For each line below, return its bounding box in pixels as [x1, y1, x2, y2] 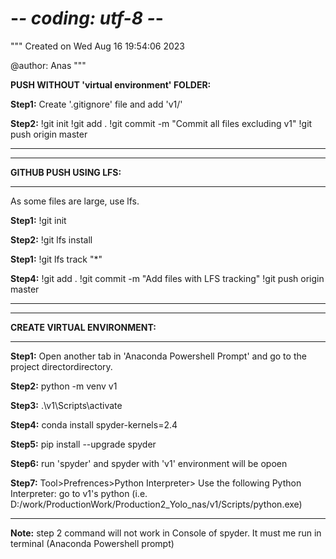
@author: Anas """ [10, 59, 87, 71]
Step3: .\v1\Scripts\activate [10, 399, 123, 411]
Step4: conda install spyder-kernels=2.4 [10, 418, 178, 431]
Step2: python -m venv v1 [10, 380, 118, 392]
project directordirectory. [10, 360, 113, 372]
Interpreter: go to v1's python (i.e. [10, 487, 148, 499]
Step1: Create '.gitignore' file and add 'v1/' [10, 98, 183, 110]
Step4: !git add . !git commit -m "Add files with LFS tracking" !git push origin [10, 272, 325, 284]
